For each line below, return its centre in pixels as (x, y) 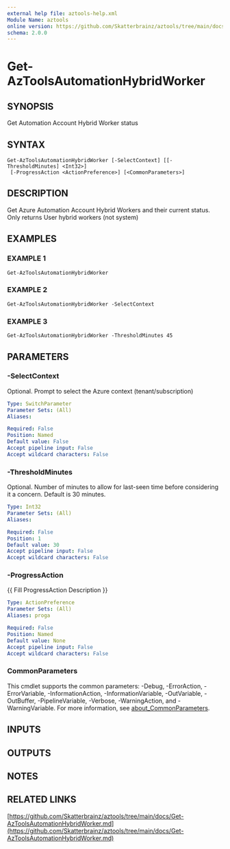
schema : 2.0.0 (27, 33)
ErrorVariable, (27, 693)
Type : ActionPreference (41, 603)
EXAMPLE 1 (27, 258)
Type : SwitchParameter (39, 404)
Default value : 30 (33, 545)
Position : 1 (24, 539)
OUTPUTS (29, 753)
